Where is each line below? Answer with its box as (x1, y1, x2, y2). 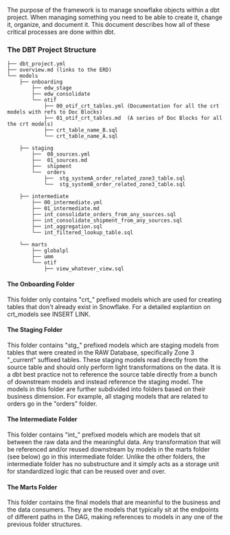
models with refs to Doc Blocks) (7, 109, 103, 116)
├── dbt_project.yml (7, 61, 67, 67)
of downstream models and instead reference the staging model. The (7, 377, 203, 386)
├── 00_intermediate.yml (32, 199, 103, 206)
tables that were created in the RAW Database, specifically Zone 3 (7, 348, 194, 357)
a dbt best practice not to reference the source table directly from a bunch (7, 370, 218, 378)
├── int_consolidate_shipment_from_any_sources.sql (32, 217, 183, 224)
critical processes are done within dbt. (7, 28, 115, 36)
